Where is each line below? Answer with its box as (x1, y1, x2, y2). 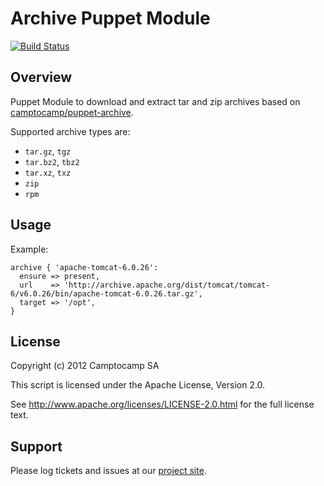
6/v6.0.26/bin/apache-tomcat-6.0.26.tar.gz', (10, 288, 203, 299)
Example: (10, 243, 49, 255)
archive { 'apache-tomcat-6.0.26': (10, 262, 159, 272)
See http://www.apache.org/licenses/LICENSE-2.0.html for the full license (10, 398, 315, 411)
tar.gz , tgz (24, 145, 72, 157)
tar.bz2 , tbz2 (24, 155, 80, 167)
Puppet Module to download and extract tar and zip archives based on (10, 95, 301, 107)
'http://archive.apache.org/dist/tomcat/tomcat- (63, 280, 271, 290)
